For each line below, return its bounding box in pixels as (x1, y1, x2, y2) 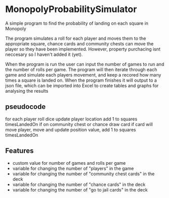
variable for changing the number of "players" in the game (12, 165, 134, 171)
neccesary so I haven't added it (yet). (5, 51, 83, 57)
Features (5, 147, 34, 155)
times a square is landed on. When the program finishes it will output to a (5, 77, 157, 83)
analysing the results (5, 88, 49, 94)
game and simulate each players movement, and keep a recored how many (5, 72, 161, 78)
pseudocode (5, 102, 46, 111)
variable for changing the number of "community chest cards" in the (12, 170, 155, 177)
